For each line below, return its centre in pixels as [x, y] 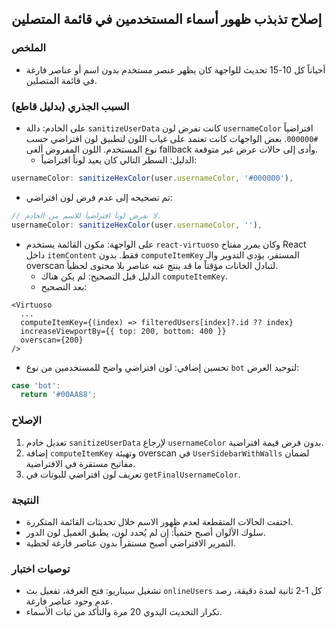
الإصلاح [27, 420]
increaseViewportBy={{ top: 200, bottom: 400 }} [123, 331]
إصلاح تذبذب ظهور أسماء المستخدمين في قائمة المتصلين [167, 19]
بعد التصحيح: [64, 286]
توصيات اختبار [41, 569]
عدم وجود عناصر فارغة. [69, 601]
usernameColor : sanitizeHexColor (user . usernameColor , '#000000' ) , [152, 178]
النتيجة [25, 500]
